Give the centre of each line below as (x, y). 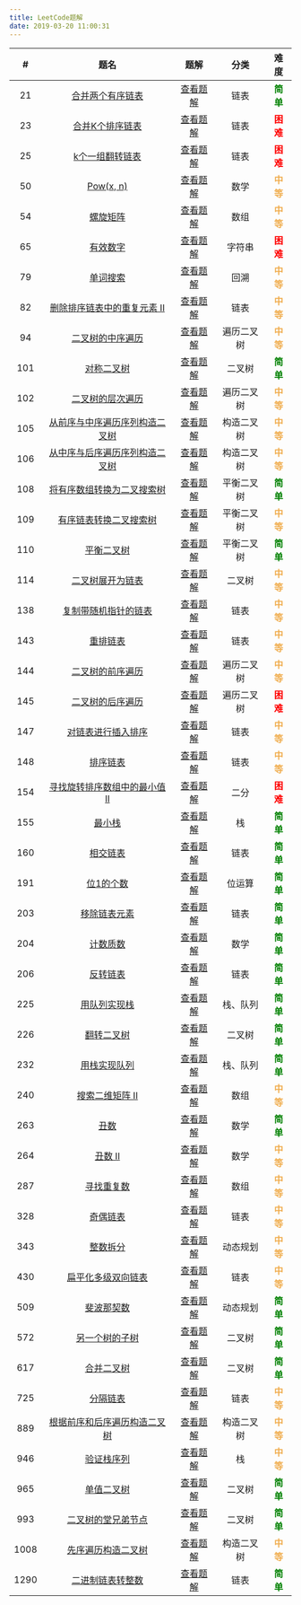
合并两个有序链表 (107, 95)
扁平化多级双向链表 (107, 1277)
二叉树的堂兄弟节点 (107, 1520)
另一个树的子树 (107, 1337)
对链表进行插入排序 (107, 732)
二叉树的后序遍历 (107, 701)
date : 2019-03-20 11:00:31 (60, 26)
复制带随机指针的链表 (107, 610)
